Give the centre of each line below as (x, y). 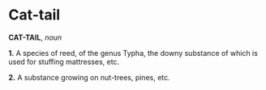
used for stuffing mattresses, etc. (64, 62)
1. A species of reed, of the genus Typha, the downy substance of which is (133, 53)
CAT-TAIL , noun (35, 37)
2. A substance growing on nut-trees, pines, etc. (89, 77)
